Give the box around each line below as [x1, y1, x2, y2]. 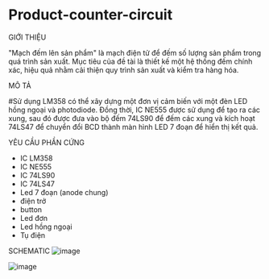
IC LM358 [19, 153, 53, 163]
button [19, 204, 43, 214]
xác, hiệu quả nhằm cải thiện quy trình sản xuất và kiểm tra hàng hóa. [8, 65, 239, 74]
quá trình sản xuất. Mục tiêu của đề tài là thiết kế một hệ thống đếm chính [8, 56, 253, 66]
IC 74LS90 [19, 170, 56, 180]
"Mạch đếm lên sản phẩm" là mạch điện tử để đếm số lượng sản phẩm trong [8, 48, 262, 57]
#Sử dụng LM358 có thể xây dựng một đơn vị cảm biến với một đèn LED [8, 96, 248, 106]
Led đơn [19, 213, 48, 223]
